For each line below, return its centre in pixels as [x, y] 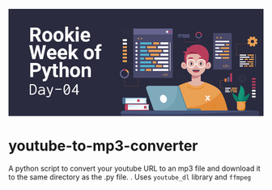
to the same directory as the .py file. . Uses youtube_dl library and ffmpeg [130, 177]
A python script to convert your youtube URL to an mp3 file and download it [134, 168]
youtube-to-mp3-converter [103, 146]
